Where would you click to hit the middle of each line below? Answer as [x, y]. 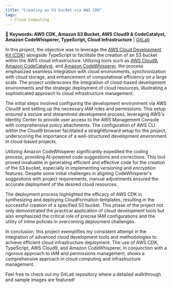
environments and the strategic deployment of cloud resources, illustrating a [86, 88]
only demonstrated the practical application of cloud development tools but [85, 211]
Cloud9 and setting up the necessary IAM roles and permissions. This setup [85, 109]
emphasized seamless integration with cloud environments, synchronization [85, 71]
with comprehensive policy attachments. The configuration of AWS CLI [80, 125]
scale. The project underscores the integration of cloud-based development [85, 82]
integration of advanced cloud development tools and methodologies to [81, 237]
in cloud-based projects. [31, 141]
